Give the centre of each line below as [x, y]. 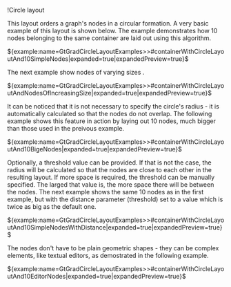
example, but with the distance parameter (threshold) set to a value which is [115, 199]
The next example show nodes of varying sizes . [76, 72]
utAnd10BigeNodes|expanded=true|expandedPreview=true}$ [95, 149]
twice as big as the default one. [52, 206]
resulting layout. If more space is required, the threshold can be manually [111, 177]
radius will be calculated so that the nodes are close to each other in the [110, 170]
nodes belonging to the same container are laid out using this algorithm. [109, 38]
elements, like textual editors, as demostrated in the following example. [108, 256]
